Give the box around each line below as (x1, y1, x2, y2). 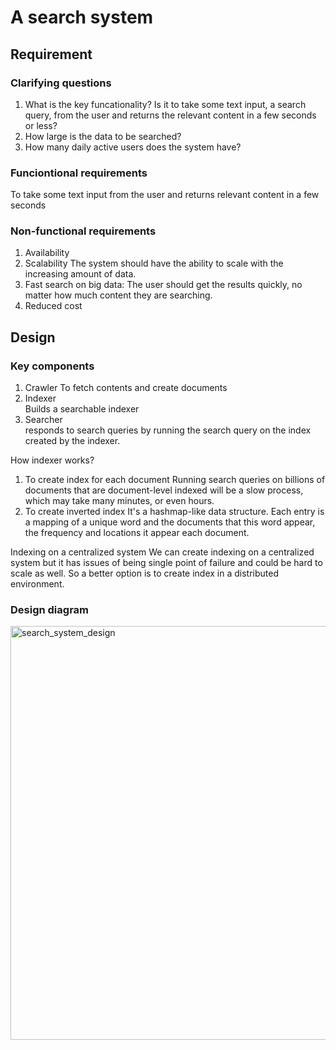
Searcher (24, 414, 63, 426)
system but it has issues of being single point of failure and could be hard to (10, 557, 323, 569)
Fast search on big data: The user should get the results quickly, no (24, 279, 303, 291)
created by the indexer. (24, 435, 121, 447)
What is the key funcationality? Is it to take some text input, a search (24, 98, 307, 110)
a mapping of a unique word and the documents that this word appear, (24, 516, 316, 528)
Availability (24, 247, 70, 259)
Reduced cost (24, 300, 83, 312)
